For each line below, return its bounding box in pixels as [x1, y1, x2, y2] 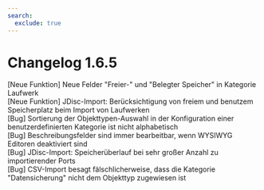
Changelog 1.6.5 [7, 53, 117, 72]
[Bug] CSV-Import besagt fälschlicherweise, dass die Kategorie [7, 164, 216, 174]
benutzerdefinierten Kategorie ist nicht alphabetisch [7, 122, 179, 132]
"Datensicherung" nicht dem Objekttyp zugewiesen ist [7, 173, 187, 183]
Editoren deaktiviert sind [7, 139, 89, 148]
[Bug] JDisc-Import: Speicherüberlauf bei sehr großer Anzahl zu [7, 148, 219, 157]
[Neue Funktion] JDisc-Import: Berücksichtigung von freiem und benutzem [7, 97, 254, 106]
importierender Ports [7, 156, 77, 166]
